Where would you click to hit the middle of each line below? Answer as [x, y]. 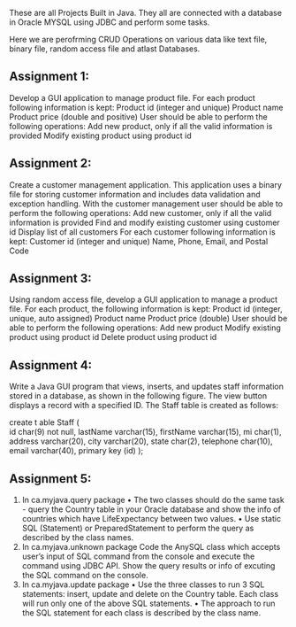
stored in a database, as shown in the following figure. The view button [138, 396]
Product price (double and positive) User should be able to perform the [138, 116]
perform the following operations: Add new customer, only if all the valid [140, 213]
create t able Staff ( [44, 422]
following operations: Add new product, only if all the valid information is [141, 126]
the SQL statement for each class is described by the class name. [141, 613]
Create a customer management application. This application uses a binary [146, 184]
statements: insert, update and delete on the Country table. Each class [150, 594]
